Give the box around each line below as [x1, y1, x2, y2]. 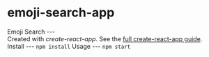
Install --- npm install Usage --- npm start [7, 42, 131, 50]
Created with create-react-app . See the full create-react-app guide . [7, 34, 203, 43]
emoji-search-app [7, 5, 115, 21]
